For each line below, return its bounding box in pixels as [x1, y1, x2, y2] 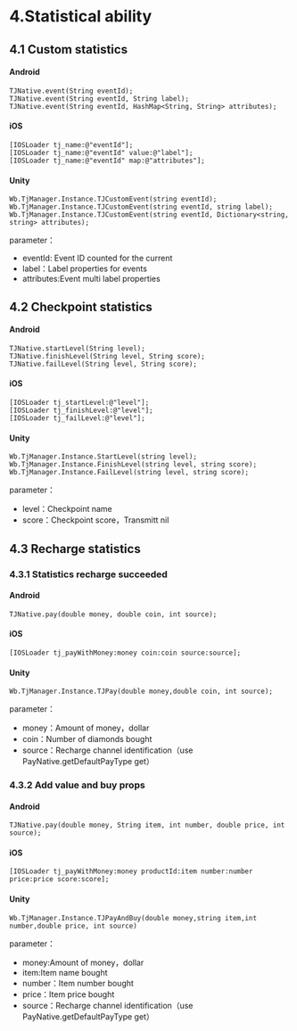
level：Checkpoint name [21, 504, 113, 515]
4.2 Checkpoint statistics [9, 299, 153, 314]
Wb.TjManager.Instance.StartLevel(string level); [9, 452, 198, 461]
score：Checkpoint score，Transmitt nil [21, 515, 169, 525]
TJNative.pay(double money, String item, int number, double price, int [9, 821, 285, 830]
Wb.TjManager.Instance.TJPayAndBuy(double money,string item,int [9, 913, 257, 922]
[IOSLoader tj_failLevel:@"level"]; [9, 413, 145, 423]
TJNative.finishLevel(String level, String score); [9, 351, 205, 360]
